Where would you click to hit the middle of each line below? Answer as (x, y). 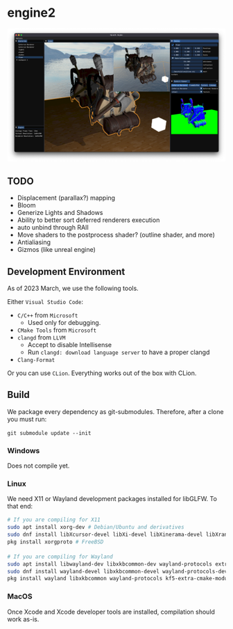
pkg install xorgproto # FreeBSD (55, 542)
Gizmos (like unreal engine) (56, 250)
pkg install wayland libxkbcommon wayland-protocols (85, 579)
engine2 (32, 13)
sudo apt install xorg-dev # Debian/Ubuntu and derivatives (96, 527)
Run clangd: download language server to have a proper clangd (119, 352)
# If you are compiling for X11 (54, 520)
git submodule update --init (49, 433)
